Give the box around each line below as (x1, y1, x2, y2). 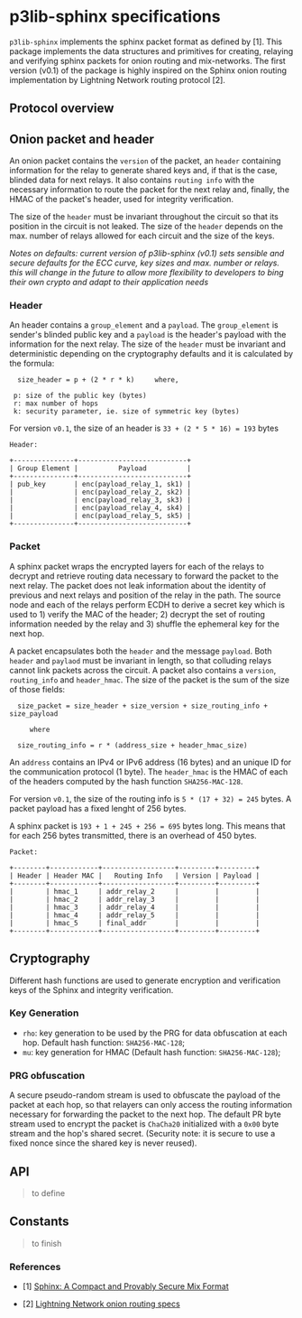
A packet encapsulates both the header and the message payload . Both (9, 645, 272, 656)
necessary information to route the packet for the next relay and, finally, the (9, 184, 290, 195)
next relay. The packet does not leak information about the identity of (9, 580, 267, 590)
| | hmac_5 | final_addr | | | (9, 918, 260, 927)
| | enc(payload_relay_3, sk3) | (9, 496, 192, 505)
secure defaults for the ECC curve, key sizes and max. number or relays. (9, 257, 279, 268)
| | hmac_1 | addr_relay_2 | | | (9, 886, 260, 896)
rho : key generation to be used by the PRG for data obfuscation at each (22, 1027, 288, 1038)
